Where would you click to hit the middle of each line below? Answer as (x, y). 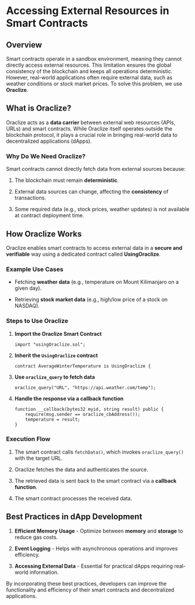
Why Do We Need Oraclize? (46, 156)
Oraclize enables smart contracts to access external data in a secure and (94, 247)
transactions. (30, 198)
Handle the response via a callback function (69, 398)
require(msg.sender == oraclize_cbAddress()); (83, 414)
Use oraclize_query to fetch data (55, 377)
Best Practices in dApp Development (74, 517)
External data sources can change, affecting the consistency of (91, 192)
